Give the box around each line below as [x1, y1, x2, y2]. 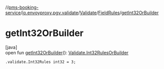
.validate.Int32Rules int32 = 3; [5, 59, 76, 64]
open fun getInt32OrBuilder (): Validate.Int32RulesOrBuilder [5, 49, 128, 55]
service [5, 10, 21, 16]
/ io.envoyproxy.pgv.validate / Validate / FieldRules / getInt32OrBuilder [20, 10, 159, 16]
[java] [5, 44, 18, 50]
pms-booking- [8, 5, 39, 10]
